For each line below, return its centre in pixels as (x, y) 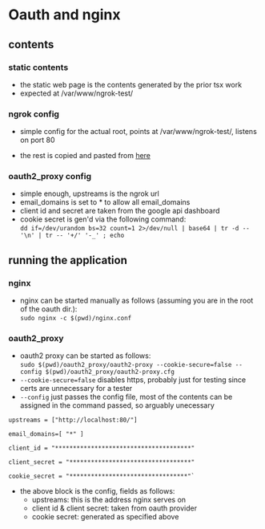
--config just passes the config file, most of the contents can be (126, 397)
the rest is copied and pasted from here (85, 156)
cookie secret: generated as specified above (105, 517)
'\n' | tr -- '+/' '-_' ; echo (72, 236)
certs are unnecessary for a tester (76, 389)
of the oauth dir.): (48, 309)
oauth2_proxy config (50, 177)
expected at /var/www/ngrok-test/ (76, 93)
